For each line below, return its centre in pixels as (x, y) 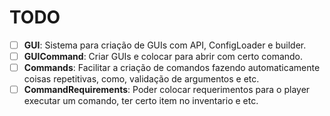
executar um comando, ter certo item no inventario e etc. (141, 101)
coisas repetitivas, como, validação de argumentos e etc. (141, 79)
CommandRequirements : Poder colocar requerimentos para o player (167, 90)
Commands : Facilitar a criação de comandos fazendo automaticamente (172, 68)
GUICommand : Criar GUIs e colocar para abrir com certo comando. (163, 56)
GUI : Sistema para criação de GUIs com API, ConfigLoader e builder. (165, 45)
